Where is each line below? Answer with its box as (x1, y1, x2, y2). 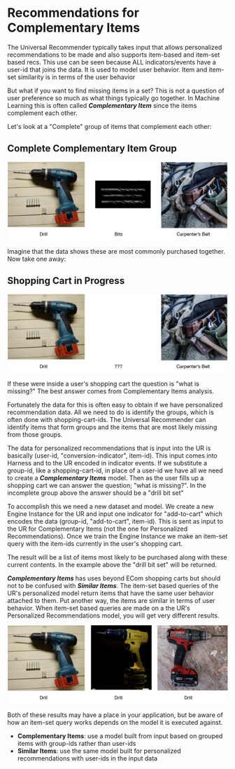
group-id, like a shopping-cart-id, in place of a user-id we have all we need (7, 466, 224, 475)
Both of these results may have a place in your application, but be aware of (7, 711, 224, 719)
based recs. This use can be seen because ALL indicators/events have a (7, 57, 217, 66)
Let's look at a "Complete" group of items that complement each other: (7, 122, 212, 130)
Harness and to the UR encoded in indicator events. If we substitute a (7, 458, 208, 467)
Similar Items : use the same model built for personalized (17, 747, 182, 755)
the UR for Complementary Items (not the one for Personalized (7, 524, 188, 533)
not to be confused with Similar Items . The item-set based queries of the (7, 581, 219, 590)
